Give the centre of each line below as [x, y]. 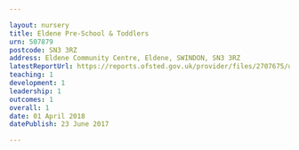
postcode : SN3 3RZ [43, 50]
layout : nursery [39, 25]
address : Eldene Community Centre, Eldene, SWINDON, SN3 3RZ [125, 59]
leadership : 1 [36, 91]
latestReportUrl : [41, 67]
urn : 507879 [31, 42]
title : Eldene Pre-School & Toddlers [79, 33]
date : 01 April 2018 [48, 116]
